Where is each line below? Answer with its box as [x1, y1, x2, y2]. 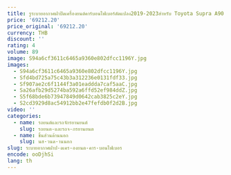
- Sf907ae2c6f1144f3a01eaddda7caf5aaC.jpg [13, 81, 138, 87]
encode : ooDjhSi [7, 151, 54, 158]
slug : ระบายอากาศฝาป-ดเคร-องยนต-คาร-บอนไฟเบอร [7, 145, 122, 152]
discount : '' [7, 36, 45, 43]
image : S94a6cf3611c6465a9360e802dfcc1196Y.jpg [7, 55, 147, 62]
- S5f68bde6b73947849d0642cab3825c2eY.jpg [13, 94, 138, 101]
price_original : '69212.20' [7, 23, 89, 30]
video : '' [7, 106, 36, 113]
